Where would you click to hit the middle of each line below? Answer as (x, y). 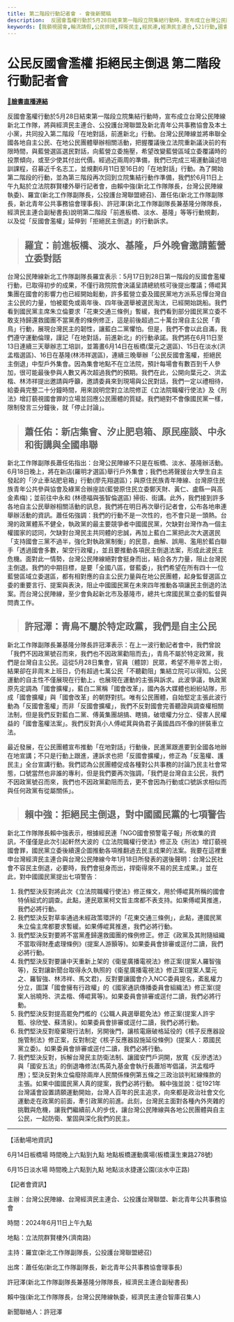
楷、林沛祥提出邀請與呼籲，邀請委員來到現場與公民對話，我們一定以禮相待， (117, 381)
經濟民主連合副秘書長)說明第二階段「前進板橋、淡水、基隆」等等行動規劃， (115, 212)
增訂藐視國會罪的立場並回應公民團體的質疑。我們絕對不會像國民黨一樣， (123, 399)
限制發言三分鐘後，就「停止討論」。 (57, 407)
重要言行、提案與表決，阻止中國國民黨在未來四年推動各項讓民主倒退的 (120, 585)
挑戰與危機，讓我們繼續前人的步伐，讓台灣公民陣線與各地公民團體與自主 (121, 1109)
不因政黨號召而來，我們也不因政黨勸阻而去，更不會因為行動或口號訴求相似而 (117, 781)
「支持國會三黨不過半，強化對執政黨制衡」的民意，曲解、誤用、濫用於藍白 (114, 541)
